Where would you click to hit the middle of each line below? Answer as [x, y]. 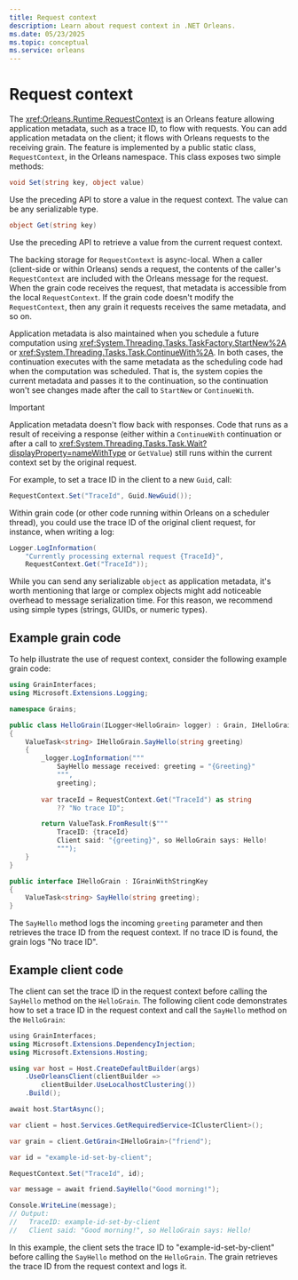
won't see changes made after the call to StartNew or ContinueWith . [132, 390]
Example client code [67, 970]
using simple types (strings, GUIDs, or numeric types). [109, 610]
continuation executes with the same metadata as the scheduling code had [146, 362]
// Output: [29, 1214]
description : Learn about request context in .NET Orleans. [123, 26]
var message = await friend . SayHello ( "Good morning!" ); [114, 1189]
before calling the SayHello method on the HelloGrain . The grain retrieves [143, 1256]
